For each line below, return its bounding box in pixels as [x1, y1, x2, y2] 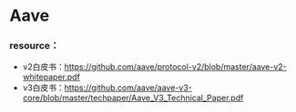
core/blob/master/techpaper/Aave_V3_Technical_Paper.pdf [22, 92, 244, 104]
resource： [9, 40, 60, 52]
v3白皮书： [22, 82, 66, 93]
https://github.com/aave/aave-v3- [64, 82, 193, 93]
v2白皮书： [22, 61, 66, 72]
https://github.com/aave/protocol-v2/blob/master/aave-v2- [64, 61, 287, 72]
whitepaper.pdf [22, 71, 80, 82]
